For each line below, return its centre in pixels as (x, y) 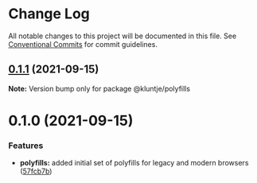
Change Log (49, 14)
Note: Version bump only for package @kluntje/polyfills (99, 88)
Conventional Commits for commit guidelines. (83, 44)
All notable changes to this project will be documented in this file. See (123, 36)
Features (26, 146)
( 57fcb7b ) (36, 171)
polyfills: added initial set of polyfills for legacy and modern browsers (134, 163)
